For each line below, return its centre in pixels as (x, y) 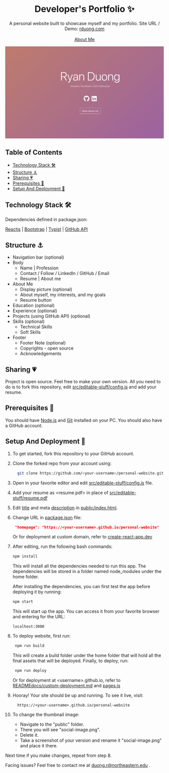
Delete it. (29, 735)
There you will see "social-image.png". (60, 729)
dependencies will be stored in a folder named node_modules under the (87, 572)
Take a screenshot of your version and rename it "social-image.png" (91, 740)
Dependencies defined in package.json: (47, 220)
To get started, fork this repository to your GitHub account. (73, 453)
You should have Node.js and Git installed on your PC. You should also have (84, 420)
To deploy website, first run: (41, 636)
